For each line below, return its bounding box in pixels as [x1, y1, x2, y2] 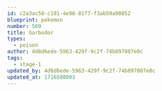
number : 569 [7, 23, 41, 29]
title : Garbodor [7, 29, 54, 36]
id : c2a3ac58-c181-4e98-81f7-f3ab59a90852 [7, 10, 131, 17]
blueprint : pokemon [7, 16, 63, 23]
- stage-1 [13, 61, 41, 68]
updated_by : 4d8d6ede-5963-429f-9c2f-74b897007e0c [7, 67, 156, 74]
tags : [7, 55, 23, 62]
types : [7, 36, 26, 42]
